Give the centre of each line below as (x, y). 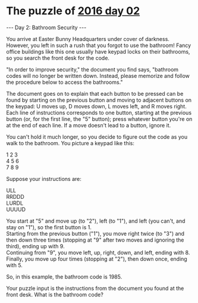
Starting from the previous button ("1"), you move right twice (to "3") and (95, 233)
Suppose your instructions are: (44, 179)
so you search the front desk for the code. (58, 58)
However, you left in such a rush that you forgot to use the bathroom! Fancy (99, 45)
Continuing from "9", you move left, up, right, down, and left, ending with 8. (98, 252)
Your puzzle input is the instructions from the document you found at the (95, 288)
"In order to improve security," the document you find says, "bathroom (92, 69)
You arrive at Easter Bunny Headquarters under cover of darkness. (88, 39)
